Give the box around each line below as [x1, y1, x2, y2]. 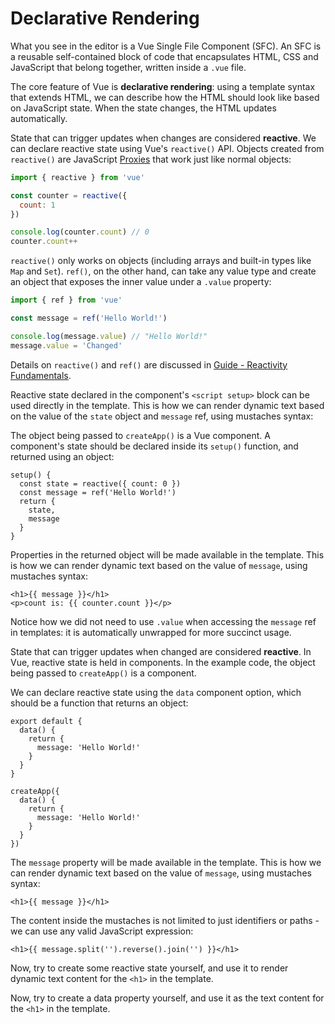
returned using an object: [10, 450, 115, 462]
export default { [10, 716, 83, 726]
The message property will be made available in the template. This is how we [10, 856, 322, 868]
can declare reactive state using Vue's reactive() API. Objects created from [10, 142, 325, 154]
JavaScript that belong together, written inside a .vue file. [10, 61, 247, 73]
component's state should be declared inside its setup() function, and [10, 440, 299, 452]
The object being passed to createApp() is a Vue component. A [10, 429, 271, 441]
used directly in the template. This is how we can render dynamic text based [10, 399, 325, 411]
